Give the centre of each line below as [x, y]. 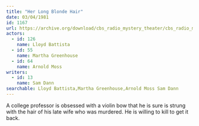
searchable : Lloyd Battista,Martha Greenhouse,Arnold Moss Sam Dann [92, 89]
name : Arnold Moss [39, 67]
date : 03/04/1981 [28, 17]
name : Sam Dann [36, 83]
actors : [16, 34]
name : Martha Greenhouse [47, 56]
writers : [17, 72]
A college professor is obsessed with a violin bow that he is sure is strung [96, 105]
